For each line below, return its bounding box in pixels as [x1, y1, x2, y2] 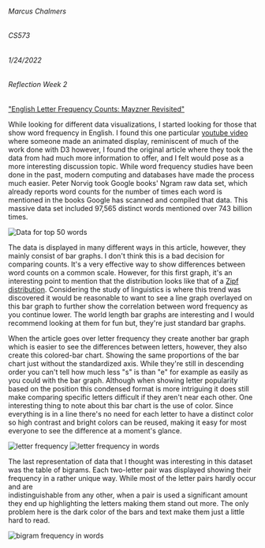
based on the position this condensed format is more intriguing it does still [8, 384, 250, 394]
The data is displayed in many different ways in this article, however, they [8, 243, 246, 252]
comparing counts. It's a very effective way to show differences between [8, 259, 246, 269]
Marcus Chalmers [8, 6, 67, 16]
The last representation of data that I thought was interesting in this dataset [8, 457, 253, 467]
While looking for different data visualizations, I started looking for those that [8, 119, 257, 130]
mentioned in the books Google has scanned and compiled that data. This [8, 195, 248, 205]
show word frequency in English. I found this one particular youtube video [8, 128, 248, 138]
